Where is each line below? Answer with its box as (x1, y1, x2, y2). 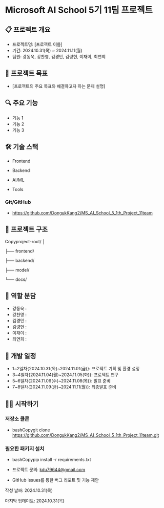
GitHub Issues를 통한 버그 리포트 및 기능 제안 (12, 477, 99, 483)
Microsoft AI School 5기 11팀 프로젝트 (5, 4, 153, 16)
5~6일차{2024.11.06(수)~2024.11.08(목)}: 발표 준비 (12, 378, 111, 384)
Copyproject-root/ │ (5, 238, 45, 244)
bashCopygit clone (12, 427, 50, 433)
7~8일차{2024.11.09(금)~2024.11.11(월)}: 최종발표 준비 (12, 384, 116, 390)
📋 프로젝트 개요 (5, 25, 50, 34)
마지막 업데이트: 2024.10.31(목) (5, 498, 65, 504)
